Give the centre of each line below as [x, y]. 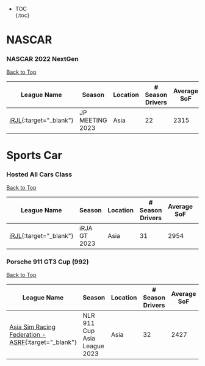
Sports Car [34, 155]
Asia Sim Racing [33, 327]
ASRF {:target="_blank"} [43, 342]
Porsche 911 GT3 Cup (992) [48, 262]
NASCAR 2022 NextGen [43, 59]
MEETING [93, 120]
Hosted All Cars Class [39, 174]
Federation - [28, 335]
